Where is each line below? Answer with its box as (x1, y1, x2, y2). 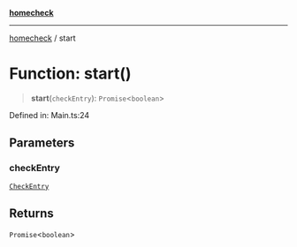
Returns (9, 206, 55, 221)
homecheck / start (9, 33, 77, 43)
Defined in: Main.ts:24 (9, 109, 90, 120)
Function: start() (9, 64, 132, 84)
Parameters (9, 136, 75, 151)
